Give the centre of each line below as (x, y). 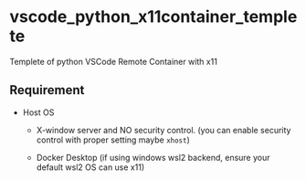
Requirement (47, 90)
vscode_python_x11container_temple (153, 17)
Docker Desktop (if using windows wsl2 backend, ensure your (153, 157)
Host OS (38, 112)
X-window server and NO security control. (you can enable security (164, 130)
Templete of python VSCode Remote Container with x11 (113, 61)
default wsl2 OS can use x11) (90, 167)
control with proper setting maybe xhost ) (113, 140)
